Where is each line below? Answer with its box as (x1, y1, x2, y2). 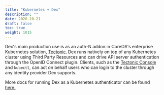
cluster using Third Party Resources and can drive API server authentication (5, 54, 159, 60)
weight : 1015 (5, 30, 32, 35)
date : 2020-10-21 (5, 16, 41, 21)
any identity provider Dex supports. (5, 70, 77, 75)
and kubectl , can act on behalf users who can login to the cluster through (5, 64, 155, 70)
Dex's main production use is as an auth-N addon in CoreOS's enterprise (5, 44, 153, 49)
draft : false (5, 21, 32, 26)
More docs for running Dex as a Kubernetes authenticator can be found (5, 79, 150, 85)
